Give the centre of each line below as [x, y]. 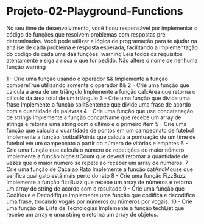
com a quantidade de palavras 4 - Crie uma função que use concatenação [100, 111]
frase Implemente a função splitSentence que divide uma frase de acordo [99, 104]
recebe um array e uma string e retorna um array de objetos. [82, 214]
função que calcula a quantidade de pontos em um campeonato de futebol [100, 130]
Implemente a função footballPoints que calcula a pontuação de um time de [101, 137]
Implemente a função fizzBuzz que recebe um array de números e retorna [99, 182]
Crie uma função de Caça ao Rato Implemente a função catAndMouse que [100, 169]
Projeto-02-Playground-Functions [95, 11]
